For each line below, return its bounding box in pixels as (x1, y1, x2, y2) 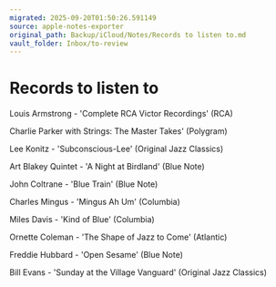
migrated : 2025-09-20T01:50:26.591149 (9, 13, 157, 23)
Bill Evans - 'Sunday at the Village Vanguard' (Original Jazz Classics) (9, 267, 267, 278)
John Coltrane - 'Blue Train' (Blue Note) (9, 179, 158, 190)
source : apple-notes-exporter (9, 22, 125, 31)
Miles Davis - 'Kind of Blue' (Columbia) (9, 214, 155, 225)
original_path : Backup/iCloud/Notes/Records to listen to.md (9, 30, 247, 39)
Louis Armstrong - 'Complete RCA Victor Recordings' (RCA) (9, 108, 234, 119)
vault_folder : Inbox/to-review (9, 38, 128, 48)
